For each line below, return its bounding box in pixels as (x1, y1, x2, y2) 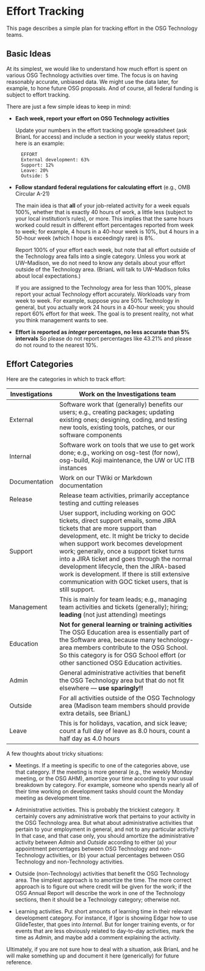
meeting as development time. (15, 794, 92, 802)
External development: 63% (21, 157, 90, 163)
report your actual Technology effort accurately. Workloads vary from (15, 290, 190, 298)
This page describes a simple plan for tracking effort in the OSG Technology (6, 24, 198, 32)
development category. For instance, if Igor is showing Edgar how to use (15, 914, 198, 921)
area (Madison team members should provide (59, 701, 190, 710)
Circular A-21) (15, 190, 50, 197)
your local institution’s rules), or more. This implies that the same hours (15, 215, 193, 222)
